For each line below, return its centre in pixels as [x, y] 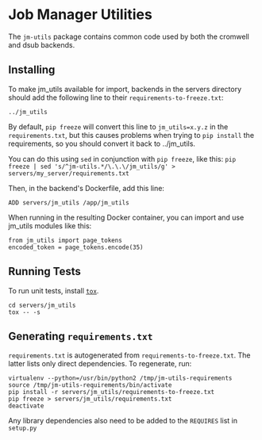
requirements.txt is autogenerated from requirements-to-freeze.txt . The [130, 355]
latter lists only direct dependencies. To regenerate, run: [100, 364]
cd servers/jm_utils [42, 305]
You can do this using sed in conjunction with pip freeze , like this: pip [122, 159]
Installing [32, 70]
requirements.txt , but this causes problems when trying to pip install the [131, 135]
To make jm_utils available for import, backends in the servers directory [125, 89]
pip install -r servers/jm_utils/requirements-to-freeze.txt [112, 392]
